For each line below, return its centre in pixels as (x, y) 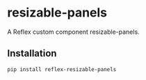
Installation (32, 53)
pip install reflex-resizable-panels (62, 69)
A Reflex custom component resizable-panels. (74, 32)
